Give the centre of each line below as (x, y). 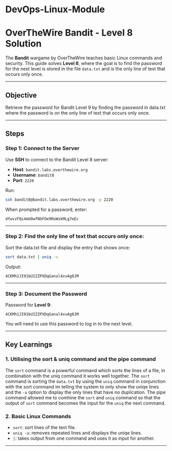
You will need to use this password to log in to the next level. (69, 324)
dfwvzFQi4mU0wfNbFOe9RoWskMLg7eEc (42, 219)
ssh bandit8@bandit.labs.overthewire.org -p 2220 (59, 200)
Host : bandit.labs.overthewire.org (50, 169)
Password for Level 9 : (28, 305)
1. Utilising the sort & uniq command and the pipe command (81, 359)
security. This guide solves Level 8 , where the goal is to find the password (84, 63)
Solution (24, 44)
